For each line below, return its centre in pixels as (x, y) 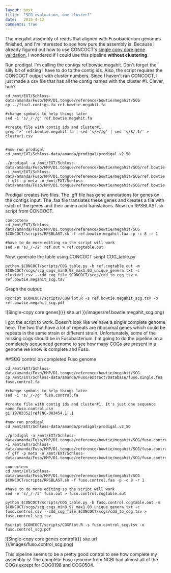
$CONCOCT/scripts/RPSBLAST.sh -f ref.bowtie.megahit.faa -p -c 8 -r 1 (82, 234)
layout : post (19, 10)
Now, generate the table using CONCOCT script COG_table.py (70, 257)
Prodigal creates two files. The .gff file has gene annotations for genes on (82, 195)
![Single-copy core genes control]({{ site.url (51, 539)
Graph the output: (24, 289)
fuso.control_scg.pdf (28, 530)
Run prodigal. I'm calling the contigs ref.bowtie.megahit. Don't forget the (81, 65)
